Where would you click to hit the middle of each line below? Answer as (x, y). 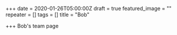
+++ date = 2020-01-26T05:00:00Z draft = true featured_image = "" (88, 8)
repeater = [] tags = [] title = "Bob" (47, 15)
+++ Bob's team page (32, 26)
